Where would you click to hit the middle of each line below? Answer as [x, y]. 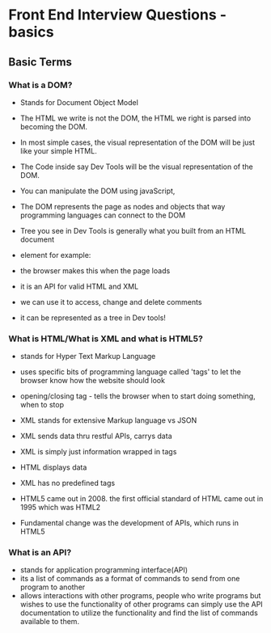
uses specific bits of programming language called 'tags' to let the [130, 372]
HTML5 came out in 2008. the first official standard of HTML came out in [142, 499]
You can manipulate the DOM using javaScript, [97, 191]
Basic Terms [40, 62]
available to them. [49, 622]
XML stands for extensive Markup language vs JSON [108, 420]
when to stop [42, 405]
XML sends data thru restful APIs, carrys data [96, 436]
